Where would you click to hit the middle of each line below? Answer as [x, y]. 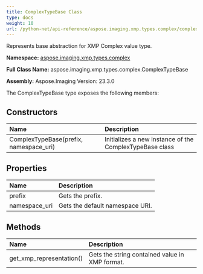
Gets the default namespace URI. [105, 206]
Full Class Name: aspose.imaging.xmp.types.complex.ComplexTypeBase [97, 70]
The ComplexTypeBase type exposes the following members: [82, 93]
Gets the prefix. [80, 196]
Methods [24, 227]
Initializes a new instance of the [149, 139]
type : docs [20, 18]
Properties [27, 168]
